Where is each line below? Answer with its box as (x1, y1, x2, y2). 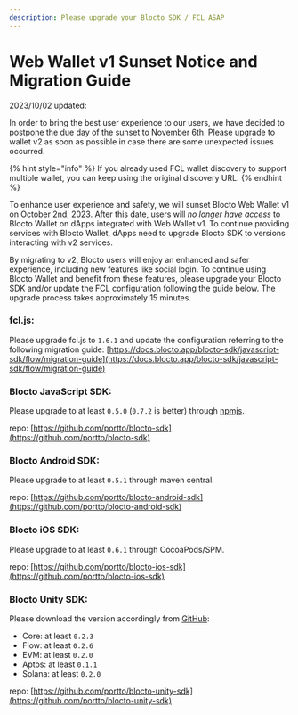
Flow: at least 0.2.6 (21, 640, 93, 651)
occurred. (9, 145, 45, 156)
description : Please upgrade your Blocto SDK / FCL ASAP (9, 12, 225, 22)
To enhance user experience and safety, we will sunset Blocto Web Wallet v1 (9, 199, 290, 210)
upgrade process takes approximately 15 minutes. (9, 292, 191, 303)
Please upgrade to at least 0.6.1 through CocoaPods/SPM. (9, 544, 225, 555)
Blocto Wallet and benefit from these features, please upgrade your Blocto (9, 273, 282, 284)
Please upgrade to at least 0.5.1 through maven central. (9, 474, 215, 486)
